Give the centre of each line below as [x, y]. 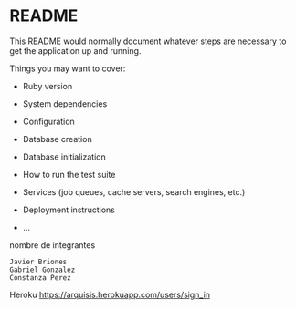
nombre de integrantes [53, 245]
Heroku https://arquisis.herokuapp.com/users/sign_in [110, 294]
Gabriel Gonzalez [42, 270]
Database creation [58, 139]
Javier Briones [38, 262]
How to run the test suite [69, 174]
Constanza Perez [40, 278]
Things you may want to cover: [68, 68]
